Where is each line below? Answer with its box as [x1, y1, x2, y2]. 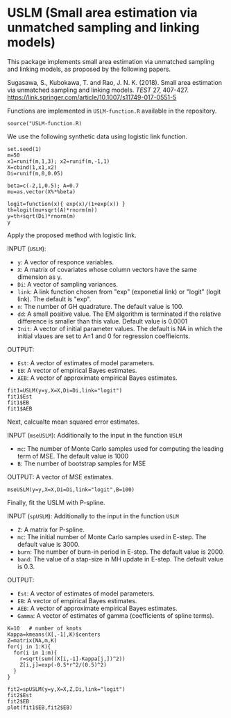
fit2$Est [7, 692, 33, 699]
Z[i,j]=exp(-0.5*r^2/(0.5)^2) [19, 661, 108, 669]
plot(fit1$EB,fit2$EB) [7, 704, 73, 711]
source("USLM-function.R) [7, 120, 82, 127]
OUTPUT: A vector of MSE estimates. [7, 472, 114, 481]
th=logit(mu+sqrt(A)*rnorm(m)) [7, 207, 98, 214]
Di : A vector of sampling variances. [17, 280, 118, 288]
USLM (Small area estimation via [7, 5, 198, 21]
